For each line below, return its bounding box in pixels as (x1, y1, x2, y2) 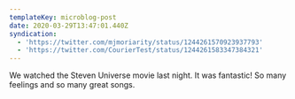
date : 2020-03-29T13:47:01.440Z (9, 21, 128, 30)
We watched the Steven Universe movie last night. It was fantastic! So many (9, 70, 287, 80)
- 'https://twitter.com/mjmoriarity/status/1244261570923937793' (17, 37, 264, 47)
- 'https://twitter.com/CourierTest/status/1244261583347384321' (17, 46, 264, 55)
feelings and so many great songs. (9, 80, 136, 90)
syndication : (9, 29, 58, 38)
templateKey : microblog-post (9, 12, 117, 22)
